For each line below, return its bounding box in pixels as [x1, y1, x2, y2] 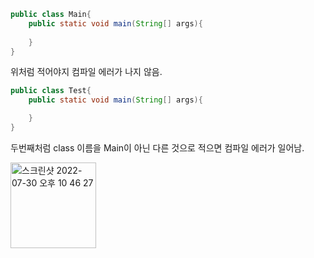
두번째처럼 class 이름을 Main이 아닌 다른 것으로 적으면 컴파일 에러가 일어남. [10, 141, 305, 154]
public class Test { [10, 86, 92, 96]
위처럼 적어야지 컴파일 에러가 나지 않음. [10, 66, 163, 78]
